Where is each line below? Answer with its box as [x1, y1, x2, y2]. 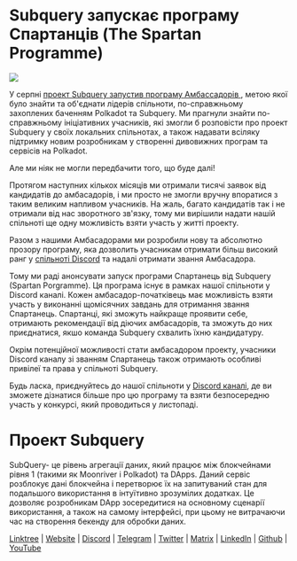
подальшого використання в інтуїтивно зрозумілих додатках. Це [9, 487, 254, 498]
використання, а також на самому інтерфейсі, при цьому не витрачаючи [9, 506, 285, 517]
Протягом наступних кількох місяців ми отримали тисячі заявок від [9, 179, 267, 191]
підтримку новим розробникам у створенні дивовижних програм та [9, 136, 269, 146]
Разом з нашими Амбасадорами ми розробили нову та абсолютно [9, 234, 263, 245]
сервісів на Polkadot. [9, 145, 89, 156]
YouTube [9, 542, 42, 553]
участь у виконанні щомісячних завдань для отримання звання [9, 299, 250, 309]
